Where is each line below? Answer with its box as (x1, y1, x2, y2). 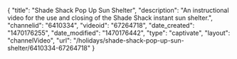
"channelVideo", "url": (7, 36, 73, 45)
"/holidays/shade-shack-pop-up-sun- (73, 36, 184, 45)
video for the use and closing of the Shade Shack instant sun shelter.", (7, 14, 214, 22)
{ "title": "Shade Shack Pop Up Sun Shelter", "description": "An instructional (7, 6, 229, 14)
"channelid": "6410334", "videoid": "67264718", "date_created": (7, 21, 195, 29)
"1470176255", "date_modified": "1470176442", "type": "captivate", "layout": (7, 28, 231, 37)
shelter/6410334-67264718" (7, 44, 91, 52)
